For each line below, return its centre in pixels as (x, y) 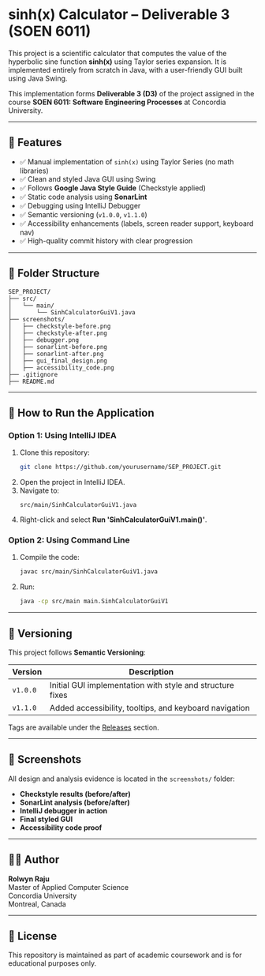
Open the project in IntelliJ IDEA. (72, 482)
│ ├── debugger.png (44, 340)
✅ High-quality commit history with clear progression (106, 240)
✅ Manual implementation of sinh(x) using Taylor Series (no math (127, 161)
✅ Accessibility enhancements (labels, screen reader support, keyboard (136, 223)
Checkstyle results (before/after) (75, 794)
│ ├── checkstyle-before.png (60, 326)
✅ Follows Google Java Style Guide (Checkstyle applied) (113, 188)
